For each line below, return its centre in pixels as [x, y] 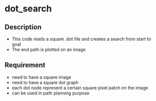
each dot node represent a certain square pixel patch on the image [80, 88]
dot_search [28, 9]
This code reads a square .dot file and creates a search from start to [81, 39]
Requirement [25, 65]
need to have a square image [41, 77]
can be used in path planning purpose [51, 93]
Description [23, 27]
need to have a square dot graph [45, 82]
